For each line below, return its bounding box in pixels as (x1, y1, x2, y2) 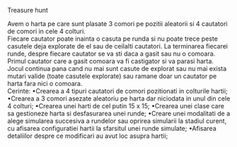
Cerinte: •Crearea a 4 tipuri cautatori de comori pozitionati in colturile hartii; (7, 87, 228, 95)
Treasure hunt (7, 6, 48, 14)
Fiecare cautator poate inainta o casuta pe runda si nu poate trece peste (7, 34, 218, 43)
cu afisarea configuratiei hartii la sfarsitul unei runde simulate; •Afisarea (7, 124, 217, 132)
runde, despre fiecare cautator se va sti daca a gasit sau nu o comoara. (7, 49, 216, 58)
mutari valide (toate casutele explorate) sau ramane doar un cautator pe (7, 72, 217, 80)
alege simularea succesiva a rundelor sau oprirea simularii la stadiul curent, (7, 117, 227, 125)
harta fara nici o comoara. (7, 79, 83, 87)
